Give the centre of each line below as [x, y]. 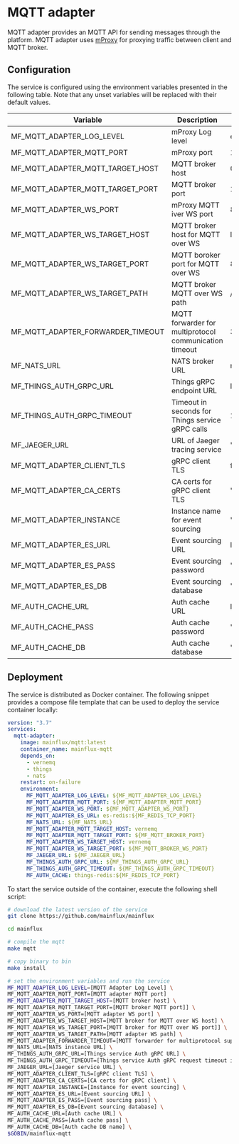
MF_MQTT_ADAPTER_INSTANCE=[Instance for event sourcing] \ [97, 1087]
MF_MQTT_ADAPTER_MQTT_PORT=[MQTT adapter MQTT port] [87, 994]
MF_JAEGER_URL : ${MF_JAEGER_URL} [76, 856]
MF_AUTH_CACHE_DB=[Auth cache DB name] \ [70, 1127]
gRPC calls [190, 429]
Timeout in [190, 402]
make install [27, 968]
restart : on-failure [51, 782]
